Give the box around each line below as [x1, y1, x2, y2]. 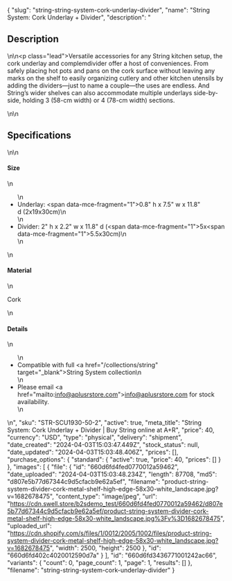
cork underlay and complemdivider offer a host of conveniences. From [7, 59, 209, 67]
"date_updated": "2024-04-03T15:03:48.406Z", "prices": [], [7, 448, 179, 457]
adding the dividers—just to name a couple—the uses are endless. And [7, 81, 210, 90]
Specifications [7, 130, 71, 142]
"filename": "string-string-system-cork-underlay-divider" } [7, 566, 175, 575]
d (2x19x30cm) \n [17, 208, 66, 216]
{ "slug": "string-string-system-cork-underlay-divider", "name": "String [7, 6, 210, 14]
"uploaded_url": [7, 522, 52, 530]
